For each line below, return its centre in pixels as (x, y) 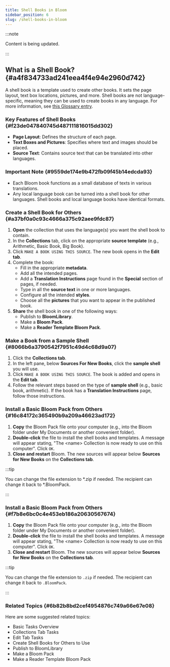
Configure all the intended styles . (55, 295)
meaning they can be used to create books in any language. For (91, 101)
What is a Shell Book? (40, 70)
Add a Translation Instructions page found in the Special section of (92, 279)
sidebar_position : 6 (27, 15)
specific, (14, 101)
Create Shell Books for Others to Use (51, 643)
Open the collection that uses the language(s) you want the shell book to (89, 230)
